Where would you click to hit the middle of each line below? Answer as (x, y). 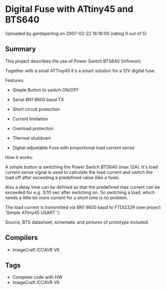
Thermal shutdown (32, 138)
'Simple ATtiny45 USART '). (33, 213)
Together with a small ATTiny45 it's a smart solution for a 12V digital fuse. (80, 71)
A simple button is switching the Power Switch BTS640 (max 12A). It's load (82, 167)
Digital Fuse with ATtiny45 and (69, 9)
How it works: (19, 157)
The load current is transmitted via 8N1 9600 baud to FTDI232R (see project (83, 207)
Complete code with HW (38, 277)
